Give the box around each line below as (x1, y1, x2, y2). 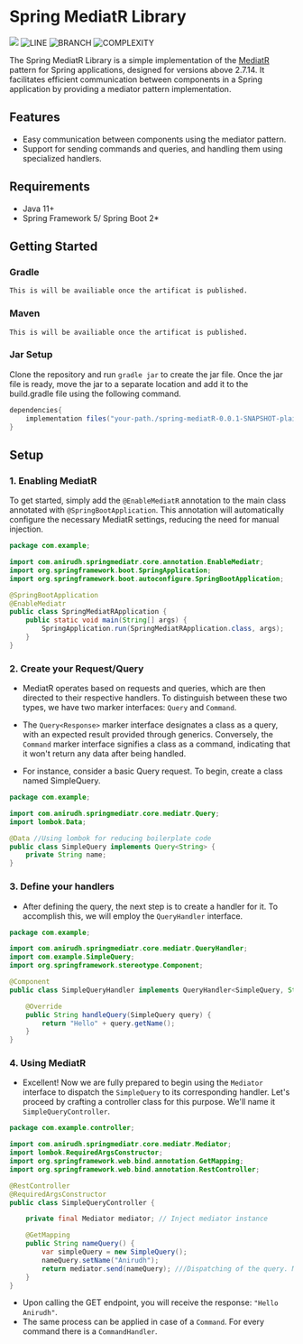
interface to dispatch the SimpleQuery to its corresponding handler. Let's (22, 1087, 290, 1098)
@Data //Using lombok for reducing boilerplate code (9, 833, 212, 843)
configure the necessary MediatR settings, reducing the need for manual (9, 514, 280, 525)
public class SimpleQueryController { (9, 1198, 155, 1207)
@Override (25, 1002, 63, 1011)
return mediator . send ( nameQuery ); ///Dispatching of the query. (41, 1264, 289, 1274)
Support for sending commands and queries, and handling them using (22, 143, 283, 154)
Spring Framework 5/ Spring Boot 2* (22, 212, 160, 223)
